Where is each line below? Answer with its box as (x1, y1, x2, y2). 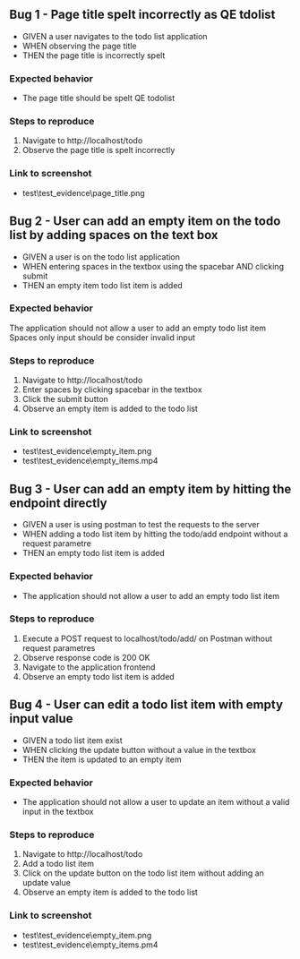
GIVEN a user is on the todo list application (21, 251, 181, 262)
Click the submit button (21, 394, 109, 405)
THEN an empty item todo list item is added (21, 279, 184, 290)
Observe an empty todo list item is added (21, 671, 175, 681)
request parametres (21, 642, 96, 653)
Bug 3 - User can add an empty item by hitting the (9, 481, 292, 496)
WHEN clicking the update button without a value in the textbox (21, 744, 257, 755)
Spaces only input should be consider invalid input (9, 331, 195, 343)
